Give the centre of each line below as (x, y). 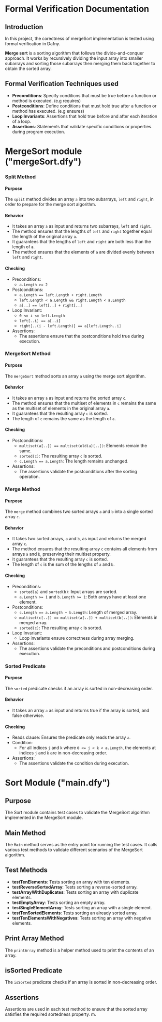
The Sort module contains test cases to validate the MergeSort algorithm (77, 813)
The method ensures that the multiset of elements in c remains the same (84, 403)
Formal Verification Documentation (77, 9)
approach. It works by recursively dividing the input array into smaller (74, 58)
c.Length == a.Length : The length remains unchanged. (74, 461)
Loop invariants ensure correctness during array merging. (77, 638)
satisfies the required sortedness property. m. (51, 1014)
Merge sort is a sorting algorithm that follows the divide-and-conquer (74, 53)
